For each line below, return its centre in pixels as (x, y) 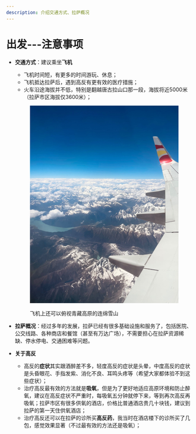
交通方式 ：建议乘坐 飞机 (43, 62)
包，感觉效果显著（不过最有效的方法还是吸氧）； (82, 425)
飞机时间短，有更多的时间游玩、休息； (70, 75)
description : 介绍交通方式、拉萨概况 (48, 12)
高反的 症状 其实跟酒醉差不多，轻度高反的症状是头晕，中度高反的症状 (107, 366)
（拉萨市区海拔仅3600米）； (58, 97)
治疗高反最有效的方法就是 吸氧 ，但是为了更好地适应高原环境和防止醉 (107, 388)
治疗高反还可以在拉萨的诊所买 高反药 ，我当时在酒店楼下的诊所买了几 (107, 417)
